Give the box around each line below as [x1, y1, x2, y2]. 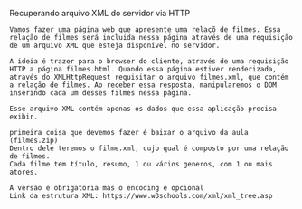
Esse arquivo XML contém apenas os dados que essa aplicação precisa [9, 104, 278, 113]
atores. [9, 167, 39, 176]
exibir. [9, 112, 39, 121]
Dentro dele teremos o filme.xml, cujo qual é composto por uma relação [9, 144, 289, 153]
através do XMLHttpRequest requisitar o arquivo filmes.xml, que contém [9, 72, 289, 81]
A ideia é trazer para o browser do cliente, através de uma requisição [9, 57, 289, 66]
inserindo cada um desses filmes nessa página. [9, 89, 193, 98]
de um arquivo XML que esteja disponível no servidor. [9, 41, 221, 50]
